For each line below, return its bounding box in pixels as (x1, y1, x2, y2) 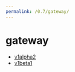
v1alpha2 (14, 53, 36, 60)
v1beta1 (14, 59, 32, 66)
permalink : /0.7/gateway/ (5, 8, 69, 15)
